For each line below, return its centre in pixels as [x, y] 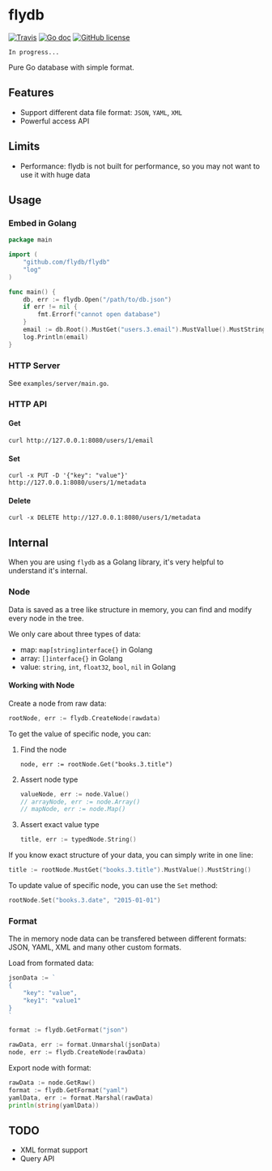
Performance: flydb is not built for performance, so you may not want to [140, 166]
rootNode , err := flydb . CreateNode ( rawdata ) [85, 718]
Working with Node [42, 685]
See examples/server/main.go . [59, 383]
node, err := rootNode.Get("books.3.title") [96, 764]
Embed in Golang [42, 223]
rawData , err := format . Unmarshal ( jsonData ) [85, 1045]
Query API [37, 1159]
